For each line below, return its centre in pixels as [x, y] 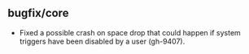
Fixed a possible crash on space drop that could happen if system [130, 32]
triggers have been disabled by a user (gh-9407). [102, 41]
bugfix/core [38, 13]
